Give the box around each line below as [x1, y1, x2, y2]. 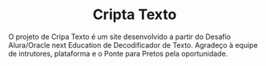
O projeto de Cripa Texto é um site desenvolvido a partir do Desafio [8, 32, 231, 41]
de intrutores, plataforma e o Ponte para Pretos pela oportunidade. [8, 49, 228, 58]
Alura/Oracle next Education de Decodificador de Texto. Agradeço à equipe [8, 40, 258, 49]
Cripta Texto [92, 6, 177, 24]
